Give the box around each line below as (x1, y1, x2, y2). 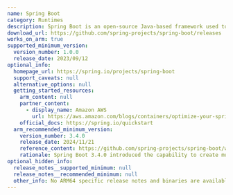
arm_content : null (19, 94, 73, 101)
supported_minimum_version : (7, 42, 89, 49)
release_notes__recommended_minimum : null (13, 171, 138, 178)
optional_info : (7, 62, 51, 68)
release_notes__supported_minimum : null (13, 164, 132, 171)
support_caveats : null (13, 74, 79, 82)
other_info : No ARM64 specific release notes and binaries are (13, 177, 200, 184)
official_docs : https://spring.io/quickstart (19, 119, 154, 127)
